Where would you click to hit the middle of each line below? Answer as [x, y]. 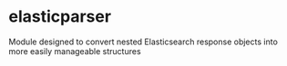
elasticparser [60, 17]
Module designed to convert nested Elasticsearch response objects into [143, 42]
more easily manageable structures [75, 51]
